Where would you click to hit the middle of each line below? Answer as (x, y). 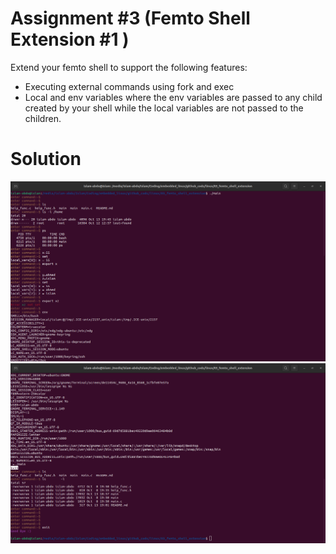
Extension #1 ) (70, 39)
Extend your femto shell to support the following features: (129, 67)
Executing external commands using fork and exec (129, 86)
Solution (46, 159)
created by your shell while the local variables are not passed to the (164, 108)
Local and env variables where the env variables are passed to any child (173, 97)
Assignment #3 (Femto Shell (130, 18)
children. (43, 118)
